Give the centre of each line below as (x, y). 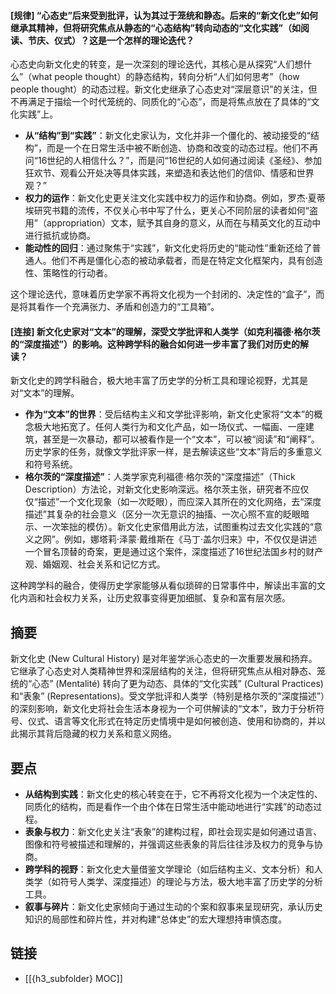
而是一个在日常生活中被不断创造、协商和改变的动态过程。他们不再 (182, 148)
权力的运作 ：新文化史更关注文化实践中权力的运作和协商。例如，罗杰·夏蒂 (175, 198)
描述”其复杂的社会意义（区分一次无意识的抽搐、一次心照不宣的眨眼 (162, 514)
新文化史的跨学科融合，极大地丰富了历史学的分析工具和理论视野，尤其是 (159, 381)
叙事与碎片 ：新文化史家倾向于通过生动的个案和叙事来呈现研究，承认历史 (173, 907)
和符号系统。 (51, 464)
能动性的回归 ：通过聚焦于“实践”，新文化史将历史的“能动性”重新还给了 (168, 248)
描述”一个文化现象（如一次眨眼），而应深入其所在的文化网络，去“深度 (179, 502)
